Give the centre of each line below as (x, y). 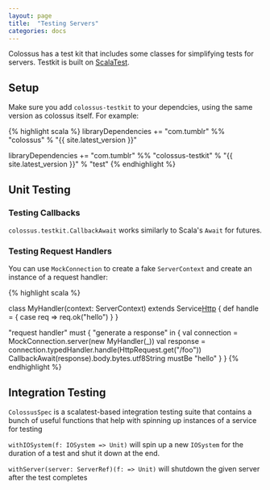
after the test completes (48, 477)
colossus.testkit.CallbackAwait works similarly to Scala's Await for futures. (135, 230)
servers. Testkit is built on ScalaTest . (69, 62)
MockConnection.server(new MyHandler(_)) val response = (107, 341)
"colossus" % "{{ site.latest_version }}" (73, 140)
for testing (25, 429)
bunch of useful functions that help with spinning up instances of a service (133, 420)
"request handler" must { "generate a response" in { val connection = (123, 333)
